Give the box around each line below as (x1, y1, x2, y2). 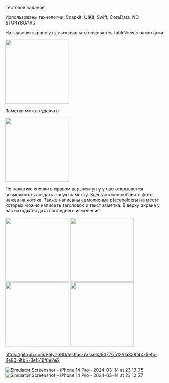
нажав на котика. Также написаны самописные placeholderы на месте (5, 197, 159, 203)
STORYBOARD (5, 20, 36, 26)
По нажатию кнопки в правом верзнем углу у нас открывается (5, 186, 144, 192)
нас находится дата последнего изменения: (5, 208, 101, 213)
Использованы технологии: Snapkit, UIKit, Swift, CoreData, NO (5, 14, 139, 20)
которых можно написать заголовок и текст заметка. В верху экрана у (5, 202, 160, 208)
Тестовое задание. (5, 5, 46, 10)
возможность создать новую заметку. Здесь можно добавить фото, (5, 192, 154, 197)
